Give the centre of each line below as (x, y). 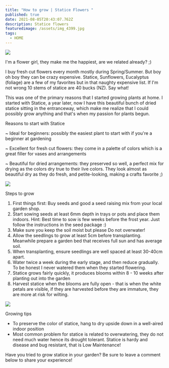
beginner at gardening (28, 138)
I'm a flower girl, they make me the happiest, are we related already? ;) (78, 62)
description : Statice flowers (37, 24)
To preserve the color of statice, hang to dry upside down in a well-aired (88, 323)
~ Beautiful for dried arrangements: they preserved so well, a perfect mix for (84, 163)
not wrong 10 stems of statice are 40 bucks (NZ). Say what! (67, 88)
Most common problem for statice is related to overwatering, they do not (88, 334)
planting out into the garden (41, 278)
